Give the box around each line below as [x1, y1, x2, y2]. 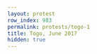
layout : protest [7, 10, 55, 18]
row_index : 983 [7, 17, 52, 24]
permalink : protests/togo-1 [7, 23, 91, 30]
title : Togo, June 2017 [7, 29, 78, 37]
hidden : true [7, 36, 46, 43]
